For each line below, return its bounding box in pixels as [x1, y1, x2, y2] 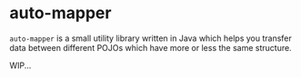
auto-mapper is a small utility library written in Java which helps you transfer [9, 33, 293, 44]
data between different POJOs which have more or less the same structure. [9, 42, 293, 53]
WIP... [9, 60, 32, 71]
